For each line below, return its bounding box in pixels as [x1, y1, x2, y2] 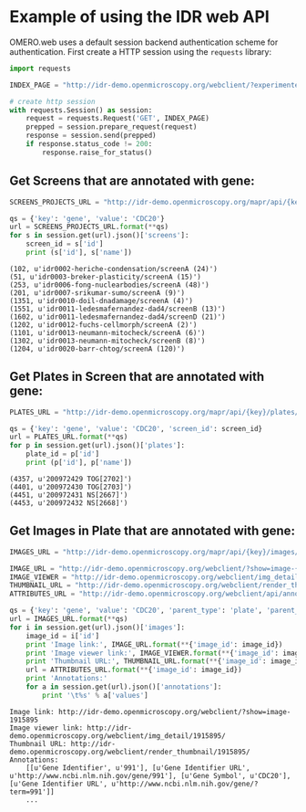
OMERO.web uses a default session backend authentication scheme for [9, 37, 279, 47]
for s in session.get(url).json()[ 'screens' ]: [9, 231, 189, 240]
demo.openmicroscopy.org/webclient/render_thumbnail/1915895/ [9, 747, 250, 756]
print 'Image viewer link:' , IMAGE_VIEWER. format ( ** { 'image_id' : [25, 649, 280, 658]
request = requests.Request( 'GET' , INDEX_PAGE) [25, 114, 209, 123]
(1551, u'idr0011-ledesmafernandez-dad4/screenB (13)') [9, 304, 226, 313]
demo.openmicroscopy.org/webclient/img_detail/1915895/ [9, 731, 226, 741]
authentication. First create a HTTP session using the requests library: [9, 46, 271, 57]
